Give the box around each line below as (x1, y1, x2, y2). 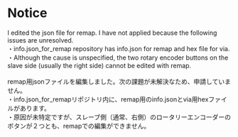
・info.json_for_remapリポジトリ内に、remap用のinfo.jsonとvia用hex (7, 94, 209, 104)
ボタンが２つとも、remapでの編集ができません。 (7, 121, 151, 130)
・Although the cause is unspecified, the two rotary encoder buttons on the (7, 53, 229, 62)
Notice (7, 5, 48, 21)
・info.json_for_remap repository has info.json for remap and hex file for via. (7, 44, 230, 53)
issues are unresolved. (7, 35, 74, 44)
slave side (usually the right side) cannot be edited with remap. (7, 61, 192, 70)
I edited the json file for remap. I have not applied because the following (7, 28, 217, 37)
